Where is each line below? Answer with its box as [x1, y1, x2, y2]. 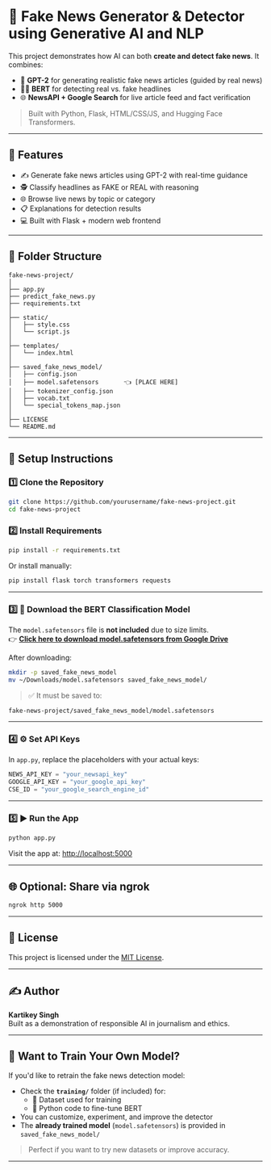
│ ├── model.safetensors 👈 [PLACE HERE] [8, 378, 179, 386]
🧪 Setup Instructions [8, 451, 114, 465]
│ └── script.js [8, 327, 70, 336]
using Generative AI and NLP [8, 24, 204, 43]
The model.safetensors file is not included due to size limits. [8, 625, 210, 635]
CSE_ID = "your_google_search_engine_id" [8, 786, 150, 794]
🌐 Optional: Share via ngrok [8, 879, 150, 893]
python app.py [8, 834, 56, 842]
